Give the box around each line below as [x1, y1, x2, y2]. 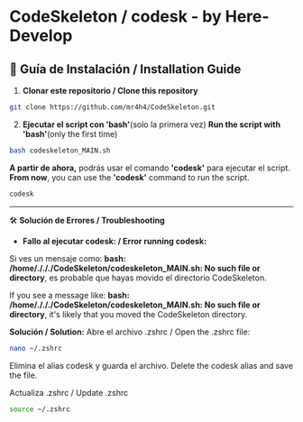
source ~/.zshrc [9, 404, 70, 414]
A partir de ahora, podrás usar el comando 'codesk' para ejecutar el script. [9, 162, 291, 173]
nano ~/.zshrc [9, 344, 63, 353]
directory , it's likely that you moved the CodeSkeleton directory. [9, 308, 248, 319]
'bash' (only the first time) [22, 128, 118, 139]
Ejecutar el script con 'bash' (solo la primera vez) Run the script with [22, 119, 281, 130]
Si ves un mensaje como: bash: [9, 252, 126, 263]
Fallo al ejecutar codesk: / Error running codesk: [22, 235, 207, 246]
